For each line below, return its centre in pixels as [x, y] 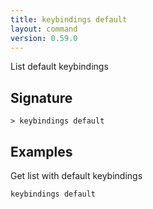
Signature [41, 97]
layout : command [44, 29]
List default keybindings [59, 67]
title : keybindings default [69, 19]
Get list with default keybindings [76, 175]
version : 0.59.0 [44, 38]
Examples [41, 151]
